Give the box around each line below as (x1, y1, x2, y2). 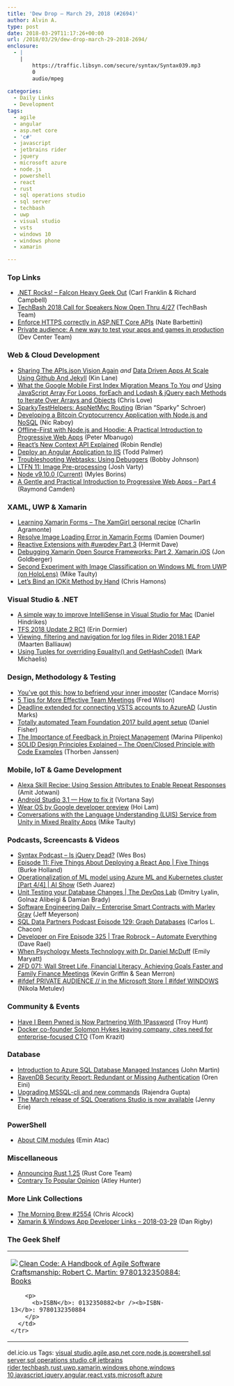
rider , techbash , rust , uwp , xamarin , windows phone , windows (7, 1363, 175, 1371)
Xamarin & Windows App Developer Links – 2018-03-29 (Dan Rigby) (17, 1217, 213, 1226)
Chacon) (17, 925, 42, 934)
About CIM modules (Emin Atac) (17, 1136, 110, 1144)
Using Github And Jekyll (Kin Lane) (17, 374, 118, 382)
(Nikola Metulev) (17, 984, 65, 993)
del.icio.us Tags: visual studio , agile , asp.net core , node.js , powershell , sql (7, 1348, 211, 1357)
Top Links (7, 273, 41, 282)
